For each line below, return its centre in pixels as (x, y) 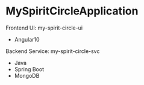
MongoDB (27, 75)
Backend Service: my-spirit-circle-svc (53, 51)
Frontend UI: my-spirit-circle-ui (44, 28)
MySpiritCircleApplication (72, 11)
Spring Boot (29, 69)
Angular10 (27, 39)
